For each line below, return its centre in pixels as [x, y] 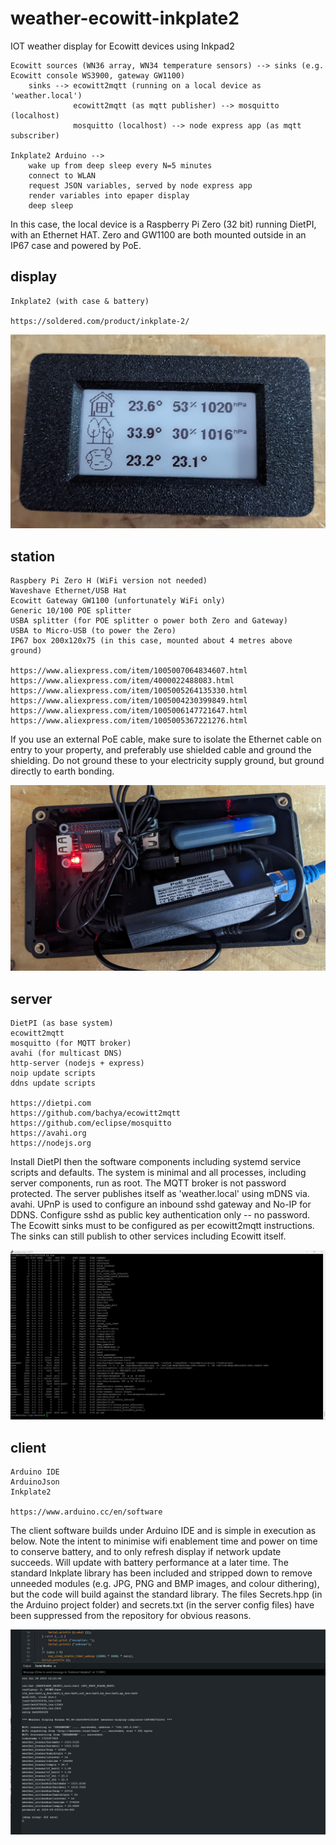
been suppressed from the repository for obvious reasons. [131, 1616]
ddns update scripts [53, 1083]
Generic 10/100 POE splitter [71, 611]
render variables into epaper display [109, 195]
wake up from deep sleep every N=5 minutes [120, 165]
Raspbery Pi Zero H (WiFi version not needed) [109, 581]
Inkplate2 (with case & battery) [80, 301]
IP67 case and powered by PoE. [76, 245]
